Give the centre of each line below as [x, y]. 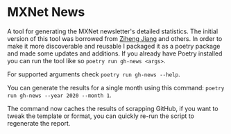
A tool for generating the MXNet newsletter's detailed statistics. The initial [113, 31]
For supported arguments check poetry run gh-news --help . [94, 74]
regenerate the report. [39, 123]
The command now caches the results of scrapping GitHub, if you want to [113, 108]
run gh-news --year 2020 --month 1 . [60, 95]
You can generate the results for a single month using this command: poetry [116, 87]
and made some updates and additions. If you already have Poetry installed [115, 53]
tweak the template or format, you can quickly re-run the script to [101, 116]
